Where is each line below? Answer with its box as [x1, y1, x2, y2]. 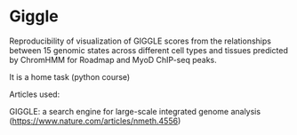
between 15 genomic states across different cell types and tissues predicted [9, 44, 289, 55]
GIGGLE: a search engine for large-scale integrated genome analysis [9, 106, 261, 116]
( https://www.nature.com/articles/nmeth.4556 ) [9, 115, 181, 126]
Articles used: [9, 89, 60, 99]
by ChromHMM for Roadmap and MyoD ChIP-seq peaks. [9, 54, 218, 65]
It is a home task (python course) [9, 71, 131, 82]
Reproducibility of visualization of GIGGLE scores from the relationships [9, 36, 271, 46]
